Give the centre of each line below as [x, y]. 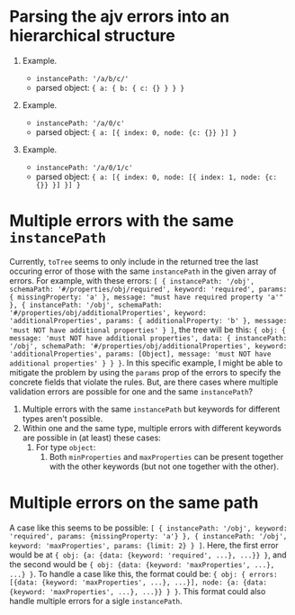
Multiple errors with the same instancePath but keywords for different [151, 409]
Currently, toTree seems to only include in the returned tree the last [134, 261]
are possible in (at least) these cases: [92, 438]
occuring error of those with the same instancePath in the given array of [143, 271]
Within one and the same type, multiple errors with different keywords [152, 428]
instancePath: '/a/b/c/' [82, 78]
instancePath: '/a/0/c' [80, 123]
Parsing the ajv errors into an [120, 17]
